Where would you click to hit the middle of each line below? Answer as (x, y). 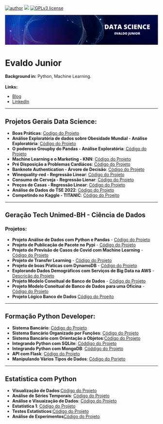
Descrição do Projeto (33, 276)
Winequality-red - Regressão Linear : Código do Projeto (68, 174)
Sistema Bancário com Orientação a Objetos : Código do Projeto (76, 338)
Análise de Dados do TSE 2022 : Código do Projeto (63, 190)
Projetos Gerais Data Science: (51, 121)
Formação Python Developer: (50, 316)
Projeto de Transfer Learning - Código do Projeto (62, 260)
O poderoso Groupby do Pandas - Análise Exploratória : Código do (79, 148)
